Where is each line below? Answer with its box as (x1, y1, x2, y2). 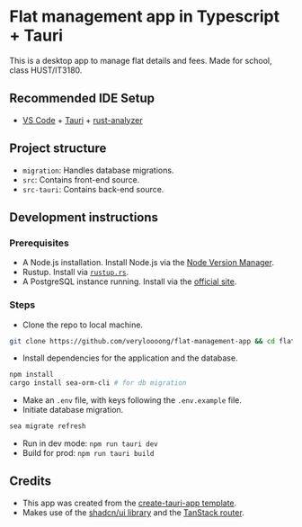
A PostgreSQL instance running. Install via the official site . (22, 276, 237, 287)
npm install (9, 371, 54, 380)
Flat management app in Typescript (9, 6, 280, 27)
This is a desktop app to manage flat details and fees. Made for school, (9, 55, 272, 66)
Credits (9, 474, 52, 489)
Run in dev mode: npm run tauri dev (22, 438, 159, 449)
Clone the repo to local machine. (22, 319, 144, 330)
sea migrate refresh (9, 422, 87, 431)
